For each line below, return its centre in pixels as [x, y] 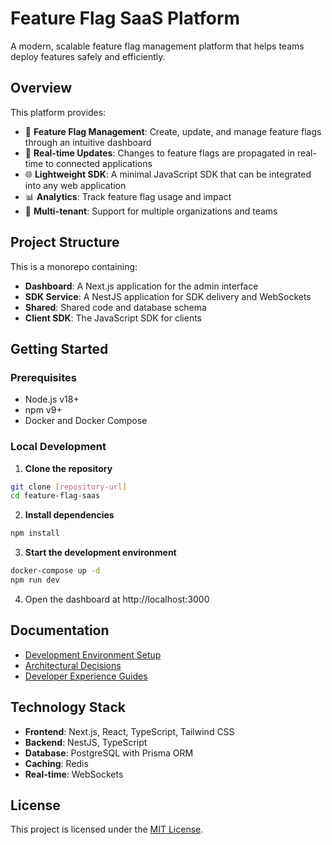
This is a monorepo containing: [74, 266]
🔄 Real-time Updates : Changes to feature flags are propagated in [159, 153]
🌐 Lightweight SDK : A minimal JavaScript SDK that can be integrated [168, 174]
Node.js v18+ [52, 399]
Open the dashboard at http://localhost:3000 [117, 599]
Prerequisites [43, 377]
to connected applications [99, 163]
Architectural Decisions [73, 665]
